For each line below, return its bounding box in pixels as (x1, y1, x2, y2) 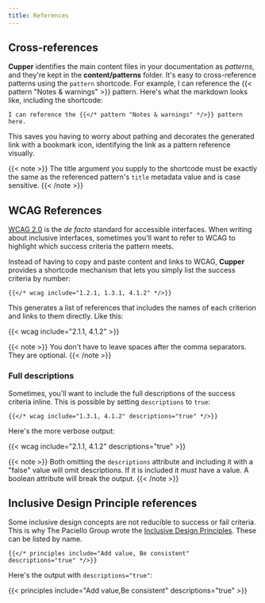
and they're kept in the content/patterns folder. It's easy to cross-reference (8, 71, 256, 80)
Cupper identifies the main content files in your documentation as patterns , (8, 62, 255, 71)
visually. (8, 148, 35, 158)
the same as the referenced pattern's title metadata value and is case (8, 172, 240, 182)
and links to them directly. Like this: (8, 311, 124, 321)
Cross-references (8, 41, 99, 55)
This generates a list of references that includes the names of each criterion (8, 303, 256, 313)
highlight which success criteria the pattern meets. (8, 242, 175, 251)
